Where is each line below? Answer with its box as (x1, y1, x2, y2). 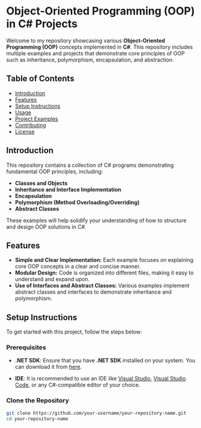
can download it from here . (14, 363, 82, 371)
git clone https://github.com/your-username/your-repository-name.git (6, 410, 187, 416)
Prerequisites (6, 343, 46, 352)
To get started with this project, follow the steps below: (6, 328, 142, 335)
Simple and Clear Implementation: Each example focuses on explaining (14, 256, 194, 264)
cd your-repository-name (6, 415, 68, 422)
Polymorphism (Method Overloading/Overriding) (14, 199, 140, 206)
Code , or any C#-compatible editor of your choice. (14, 381, 140, 389)
